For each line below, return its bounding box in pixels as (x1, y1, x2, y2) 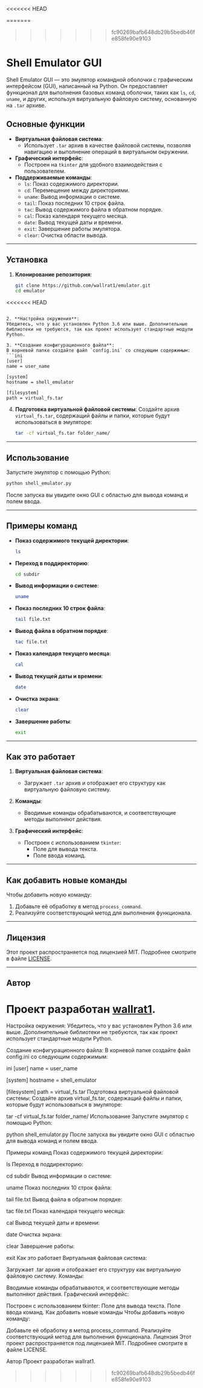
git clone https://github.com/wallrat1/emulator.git (14, 282, 151, 289)
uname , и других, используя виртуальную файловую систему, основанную (6, 95, 197, 102)
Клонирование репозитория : (14, 271, 92, 278)
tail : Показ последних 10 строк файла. (24, 199, 126, 207)
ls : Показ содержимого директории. (24, 180, 120, 187)
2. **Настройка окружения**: (6, 316, 80, 322)
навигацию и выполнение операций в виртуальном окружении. (24, 148, 189, 155)
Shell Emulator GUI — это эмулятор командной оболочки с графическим (6, 76, 193, 83)
